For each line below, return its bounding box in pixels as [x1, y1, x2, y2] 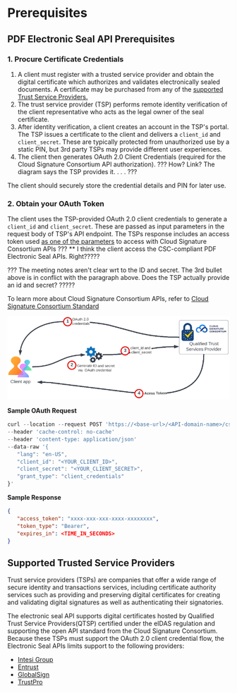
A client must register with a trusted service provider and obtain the [17, 70, 214, 78]
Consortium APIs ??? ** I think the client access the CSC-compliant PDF [7, 245, 217, 253]
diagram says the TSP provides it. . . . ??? [17, 167, 138, 176]
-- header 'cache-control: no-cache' [7, 429, 115, 436]
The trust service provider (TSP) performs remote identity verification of [17, 100, 228, 109]
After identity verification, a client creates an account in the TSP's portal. [17, 122, 229, 131]
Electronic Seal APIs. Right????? [7, 252, 100, 261]
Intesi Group [17, 656, 54, 664]
